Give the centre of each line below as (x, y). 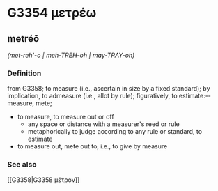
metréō (23, 39)
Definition (24, 73)
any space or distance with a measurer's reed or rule (103, 124)
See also (22, 165)
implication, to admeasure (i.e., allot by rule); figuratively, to (92, 96)
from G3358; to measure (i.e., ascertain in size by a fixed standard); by (109, 89)
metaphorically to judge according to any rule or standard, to (115, 132)
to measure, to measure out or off (65, 117)
